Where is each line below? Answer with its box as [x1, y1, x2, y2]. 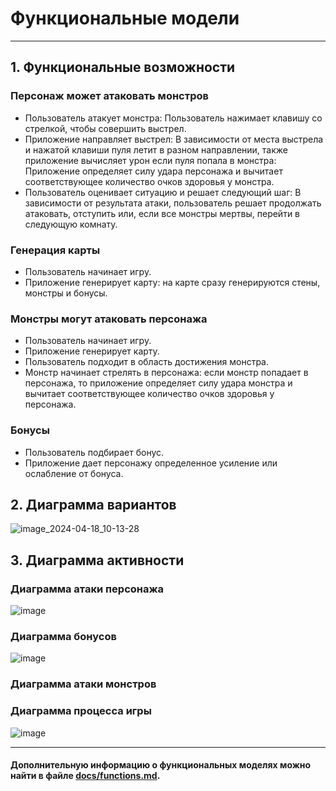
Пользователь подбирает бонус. [24, 446, 165, 458]
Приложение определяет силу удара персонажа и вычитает [24, 165, 283, 177]
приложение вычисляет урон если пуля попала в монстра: [24, 154, 277, 166]
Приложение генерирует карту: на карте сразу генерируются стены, [24, 276, 321, 288]
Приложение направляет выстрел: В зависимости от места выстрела [24, 133, 324, 145]
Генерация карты [10, 243, 101, 257]
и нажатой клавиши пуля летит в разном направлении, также [24, 143, 288, 156]
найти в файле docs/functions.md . [10, 770, 161, 782]
